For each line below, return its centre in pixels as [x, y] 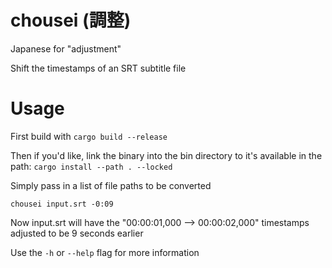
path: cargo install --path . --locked [91, 166]
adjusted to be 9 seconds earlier [77, 233]
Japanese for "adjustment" [66, 48]
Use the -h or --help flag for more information [105, 252]
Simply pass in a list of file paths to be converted [111, 185]
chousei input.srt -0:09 [62, 204]
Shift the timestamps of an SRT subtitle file [98, 68]
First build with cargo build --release [89, 136]
